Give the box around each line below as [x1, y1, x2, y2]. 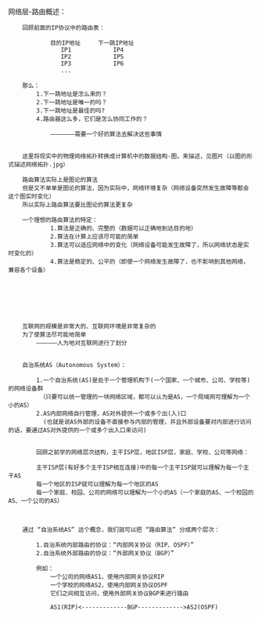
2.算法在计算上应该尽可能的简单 [49, 233, 139, 241]
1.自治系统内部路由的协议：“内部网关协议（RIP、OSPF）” [36, 541, 194, 549]
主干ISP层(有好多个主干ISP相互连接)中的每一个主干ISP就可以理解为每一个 [36, 463, 244, 471]
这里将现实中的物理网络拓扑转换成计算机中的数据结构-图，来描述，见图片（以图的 [22, 152, 247, 160]
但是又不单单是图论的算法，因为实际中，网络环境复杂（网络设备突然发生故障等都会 [22, 184, 249, 192]
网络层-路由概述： [8, 7, 66, 16]
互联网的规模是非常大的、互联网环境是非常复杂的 [22, 322, 156, 330]
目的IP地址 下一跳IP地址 [49, 39, 135, 47]
